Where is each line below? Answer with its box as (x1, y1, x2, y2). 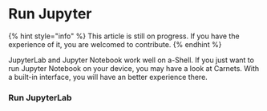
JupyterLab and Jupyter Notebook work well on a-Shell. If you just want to (8, 55, 255, 65)
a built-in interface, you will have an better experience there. (8, 72, 208, 81)
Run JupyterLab (8, 92, 72, 103)
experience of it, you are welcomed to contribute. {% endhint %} (8, 39, 222, 49)
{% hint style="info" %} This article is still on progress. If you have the (8, 31, 240, 41)
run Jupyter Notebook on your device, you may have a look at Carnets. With (8, 63, 260, 73)
